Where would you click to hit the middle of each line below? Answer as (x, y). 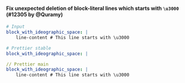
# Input (16, 27)
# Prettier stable (29, 48)
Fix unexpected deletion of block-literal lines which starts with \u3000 (92, 8)
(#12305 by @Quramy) (34, 14)
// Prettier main (27, 64)
